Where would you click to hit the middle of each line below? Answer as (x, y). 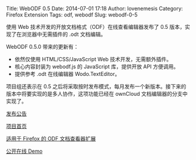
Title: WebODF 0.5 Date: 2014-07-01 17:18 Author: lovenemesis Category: (94, 9)
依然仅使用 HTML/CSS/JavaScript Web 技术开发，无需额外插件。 (93, 59)
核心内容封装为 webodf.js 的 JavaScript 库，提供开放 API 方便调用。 (97, 66)
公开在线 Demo (24, 151)
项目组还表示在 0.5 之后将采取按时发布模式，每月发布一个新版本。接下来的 (96, 86)
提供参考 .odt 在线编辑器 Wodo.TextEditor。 (67, 74)
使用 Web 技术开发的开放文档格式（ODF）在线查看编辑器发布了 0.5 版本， (96, 27)
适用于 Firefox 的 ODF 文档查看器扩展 (51, 139)
